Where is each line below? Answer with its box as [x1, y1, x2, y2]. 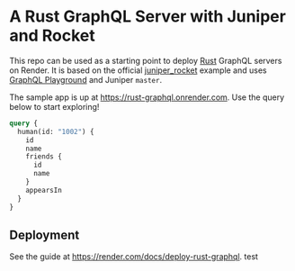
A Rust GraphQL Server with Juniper [9, 6, 286, 27]
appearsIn [25, 185, 63, 194]
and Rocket [9, 25, 96, 46]
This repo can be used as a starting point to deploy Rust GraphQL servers [9, 55, 282, 66]
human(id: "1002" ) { [17, 127, 94, 136]
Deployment [9, 227, 80, 242]
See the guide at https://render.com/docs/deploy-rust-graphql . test [9, 251, 259, 262]
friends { [25, 152, 63, 161]
